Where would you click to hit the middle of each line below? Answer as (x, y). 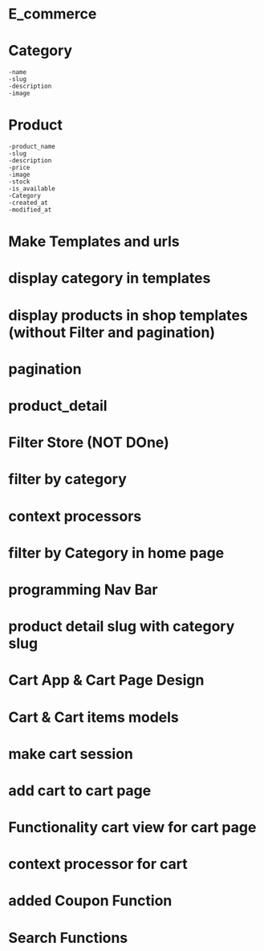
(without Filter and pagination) (112, 332)
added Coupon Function (90, 901)
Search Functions (68, 938)
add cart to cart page (80, 791)
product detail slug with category (122, 627)
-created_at (28, 203)
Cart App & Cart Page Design (106, 680)
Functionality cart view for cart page (132, 828)
